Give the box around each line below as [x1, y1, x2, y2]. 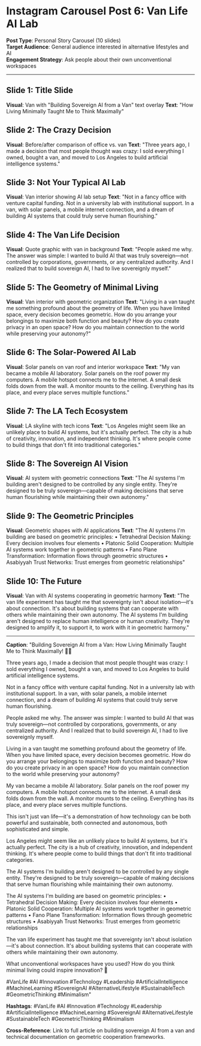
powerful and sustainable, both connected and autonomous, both [6, 819, 167, 826]
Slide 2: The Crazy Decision [6, 125, 112, 136]
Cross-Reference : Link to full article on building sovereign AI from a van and [6, 1027, 195, 1034]
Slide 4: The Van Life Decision [6, 230, 120, 240]
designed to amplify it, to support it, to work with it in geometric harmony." [6, 624, 190, 631]
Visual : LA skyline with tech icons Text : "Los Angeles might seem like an [6, 422, 186, 429]
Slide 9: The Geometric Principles [6, 511, 134, 521]
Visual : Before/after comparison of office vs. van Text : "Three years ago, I [6, 141, 190, 148]
